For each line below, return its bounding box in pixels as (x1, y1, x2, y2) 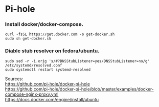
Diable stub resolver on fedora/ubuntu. (5, 47, 100, 54)
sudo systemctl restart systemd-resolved (5, 67, 91, 72)
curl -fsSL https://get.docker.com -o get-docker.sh (5, 32, 115, 37)
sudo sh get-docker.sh (5, 36, 51, 41)
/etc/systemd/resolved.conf (5, 63, 63, 68)
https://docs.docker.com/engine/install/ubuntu (5, 96, 99, 102)
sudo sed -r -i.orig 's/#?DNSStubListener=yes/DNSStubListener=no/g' (5, 59, 150, 64)
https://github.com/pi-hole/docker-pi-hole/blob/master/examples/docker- (5, 86, 154, 92)
